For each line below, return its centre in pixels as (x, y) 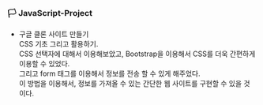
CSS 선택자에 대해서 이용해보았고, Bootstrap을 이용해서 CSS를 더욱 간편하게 (137, 54)
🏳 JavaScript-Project (50, 13)
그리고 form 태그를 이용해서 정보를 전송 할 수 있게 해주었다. (109, 73)
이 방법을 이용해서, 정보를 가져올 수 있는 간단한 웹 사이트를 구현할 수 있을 (130, 84)
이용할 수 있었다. (44, 64)
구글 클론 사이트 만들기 (54, 34)
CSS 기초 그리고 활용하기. (58, 44)
